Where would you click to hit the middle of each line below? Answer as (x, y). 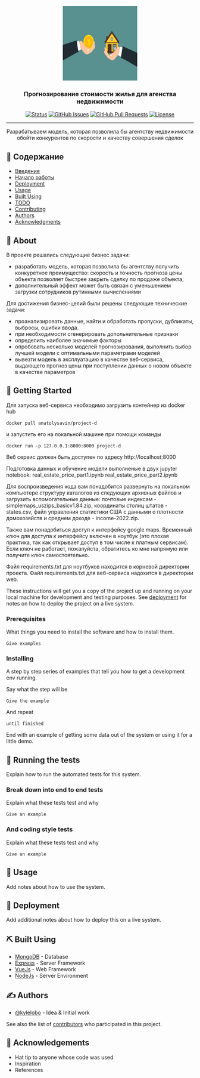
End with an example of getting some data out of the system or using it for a (99, 735)
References (29, 1070)
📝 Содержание (35, 157)
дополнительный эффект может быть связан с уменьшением (93, 285)
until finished (25, 724)
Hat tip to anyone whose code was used (64, 1057)
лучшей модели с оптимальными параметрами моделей (87, 353)
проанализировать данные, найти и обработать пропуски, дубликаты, (104, 321)
